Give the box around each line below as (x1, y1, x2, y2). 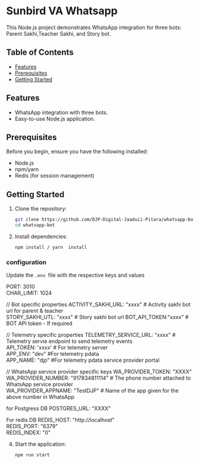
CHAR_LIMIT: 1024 (6, 289, 52, 296)
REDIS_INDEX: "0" (6, 429, 51, 436)
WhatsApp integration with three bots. (14, 109, 108, 116)
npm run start (14, 452, 50, 458)
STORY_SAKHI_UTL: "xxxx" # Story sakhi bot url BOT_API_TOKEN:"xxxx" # (6, 314, 189, 321)
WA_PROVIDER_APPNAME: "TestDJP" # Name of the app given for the (6, 387, 179, 394)
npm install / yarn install (14, 244, 87, 250)
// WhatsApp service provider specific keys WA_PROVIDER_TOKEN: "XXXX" (6, 368, 192, 375)
